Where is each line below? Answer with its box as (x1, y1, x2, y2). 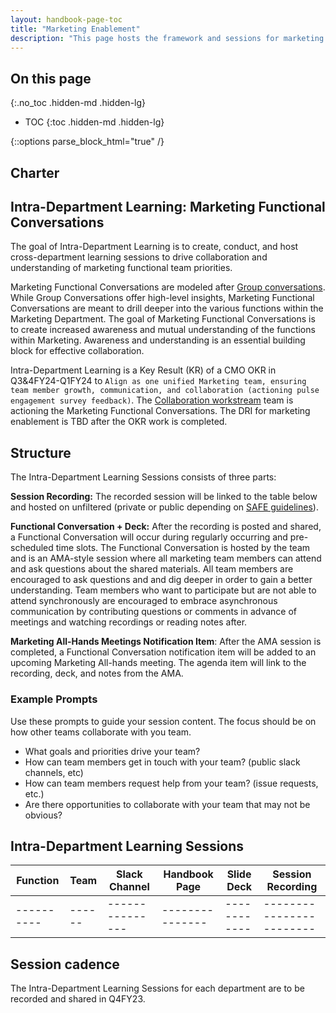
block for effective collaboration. (10, 345, 145, 357)
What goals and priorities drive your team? (24, 745, 201, 757)
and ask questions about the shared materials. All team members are (10, 563, 294, 575)
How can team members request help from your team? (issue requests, (24, 777, 319, 789)
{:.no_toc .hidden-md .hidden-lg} (10, 97, 147, 109)
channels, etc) (24, 766, 84, 778)
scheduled (10, 542, 54, 554)
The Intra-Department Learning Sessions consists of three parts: (10, 471, 277, 483)
